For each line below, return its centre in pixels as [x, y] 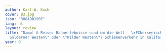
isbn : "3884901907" [25, 19]
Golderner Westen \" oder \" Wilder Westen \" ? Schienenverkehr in [77, 38]
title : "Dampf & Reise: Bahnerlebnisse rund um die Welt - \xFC [73, 33]
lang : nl [14, 24]
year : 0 [13, 42]
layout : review [21, 28]
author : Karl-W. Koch [27, 10]
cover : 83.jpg [20, 14]
